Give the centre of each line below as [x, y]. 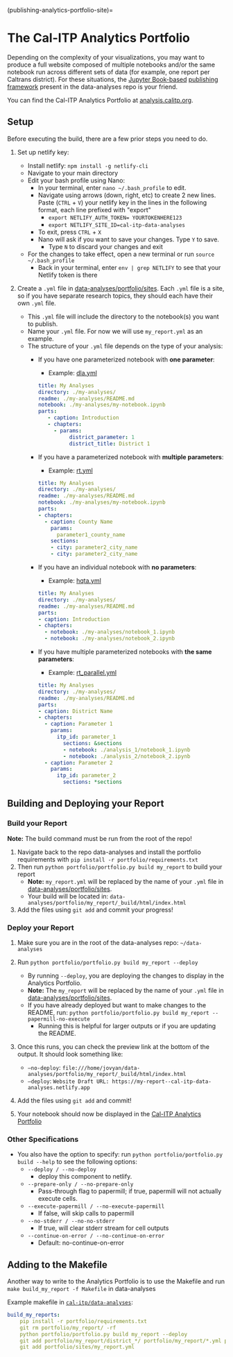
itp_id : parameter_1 [86, 737]
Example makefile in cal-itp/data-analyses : [70, 1302]
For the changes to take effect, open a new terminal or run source [121, 254]
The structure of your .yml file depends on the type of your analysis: [125, 345]
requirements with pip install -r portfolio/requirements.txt [108, 859]
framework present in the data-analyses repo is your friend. [93, 87]
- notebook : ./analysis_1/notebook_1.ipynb [127, 750]
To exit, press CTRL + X [70, 232]
